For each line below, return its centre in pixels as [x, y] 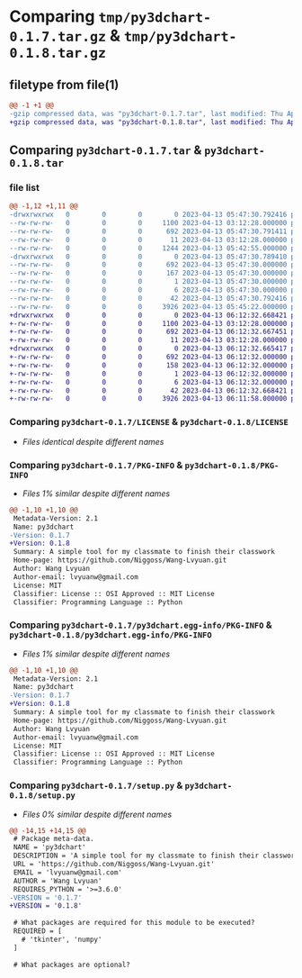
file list [25, 187]
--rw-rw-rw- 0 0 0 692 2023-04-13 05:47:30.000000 [148, 265]
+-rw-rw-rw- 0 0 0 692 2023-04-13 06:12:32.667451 [148, 332]
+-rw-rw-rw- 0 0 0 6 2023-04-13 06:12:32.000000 [148, 382]
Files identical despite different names [93, 441]
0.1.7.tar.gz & [65, 36]
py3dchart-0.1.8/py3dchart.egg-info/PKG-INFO [111, 635]
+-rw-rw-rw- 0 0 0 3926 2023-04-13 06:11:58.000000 [148, 399]
